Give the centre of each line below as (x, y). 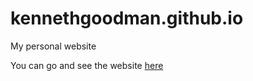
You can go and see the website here (87, 65)
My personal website (53, 46)
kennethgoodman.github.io (127, 18)
